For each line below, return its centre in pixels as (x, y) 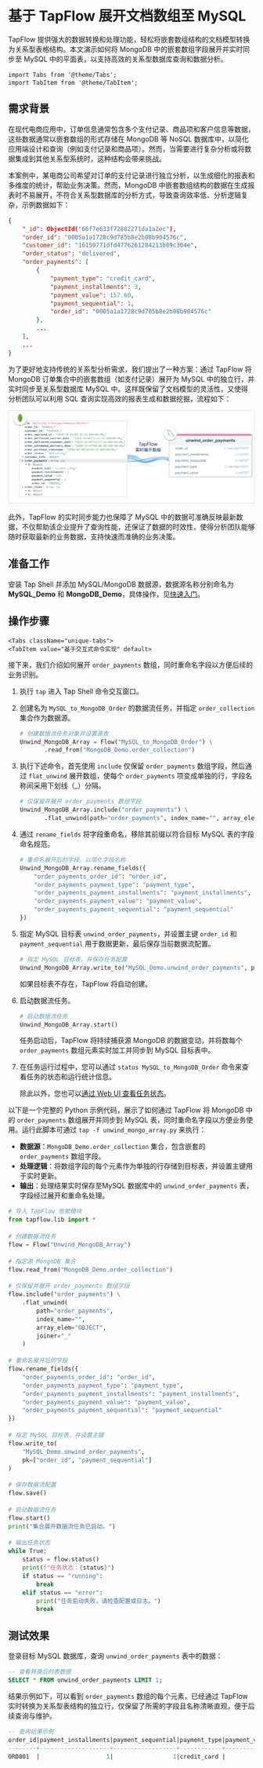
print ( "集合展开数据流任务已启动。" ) (62, 1526)
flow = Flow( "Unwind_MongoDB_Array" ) (70, 1245)
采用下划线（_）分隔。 (69, 785)
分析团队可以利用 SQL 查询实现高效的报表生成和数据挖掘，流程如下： (120, 398)
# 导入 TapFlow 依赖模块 (45, 1212)
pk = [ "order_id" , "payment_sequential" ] (87, 1460)
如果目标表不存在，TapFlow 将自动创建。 (86, 983)
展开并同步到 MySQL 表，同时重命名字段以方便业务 (164, 1120)
